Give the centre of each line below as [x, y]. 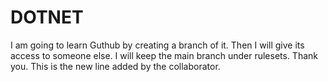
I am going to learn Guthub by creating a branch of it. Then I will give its [157, 45]
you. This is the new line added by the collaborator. [115, 66]
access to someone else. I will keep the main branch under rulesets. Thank [164, 55]
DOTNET [47, 17]
